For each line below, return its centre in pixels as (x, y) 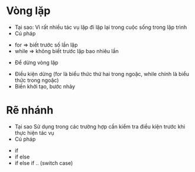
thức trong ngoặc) (37, 80)
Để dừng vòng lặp (36, 62)
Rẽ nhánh (30, 110)
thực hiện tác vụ (34, 133)
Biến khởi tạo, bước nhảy (45, 86)
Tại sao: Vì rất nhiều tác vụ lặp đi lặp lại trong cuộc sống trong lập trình (101, 27)
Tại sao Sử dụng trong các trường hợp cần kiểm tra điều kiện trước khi (100, 126)
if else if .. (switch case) (44, 163)
